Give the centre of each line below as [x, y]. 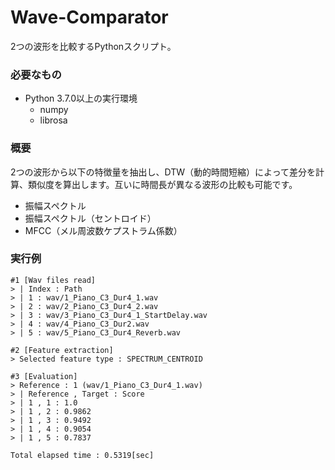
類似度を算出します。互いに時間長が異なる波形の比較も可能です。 [162, 184]
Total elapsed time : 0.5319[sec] [82, 455]
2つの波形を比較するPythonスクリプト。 [93, 46]
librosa [53, 120]
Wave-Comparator [89, 17]
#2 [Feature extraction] [62, 350]
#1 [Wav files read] [53, 280]
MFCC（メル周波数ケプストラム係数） [103, 230]
